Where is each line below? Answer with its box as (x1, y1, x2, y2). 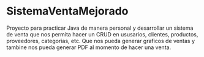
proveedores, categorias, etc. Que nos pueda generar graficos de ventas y (6, 37, 195, 44)
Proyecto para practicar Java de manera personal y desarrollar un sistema (6, 24, 194, 32)
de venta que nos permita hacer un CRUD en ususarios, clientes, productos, (6, 30, 198, 38)
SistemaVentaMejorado (6, 4, 129, 18)
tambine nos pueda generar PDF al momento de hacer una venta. (6, 44, 172, 51)
